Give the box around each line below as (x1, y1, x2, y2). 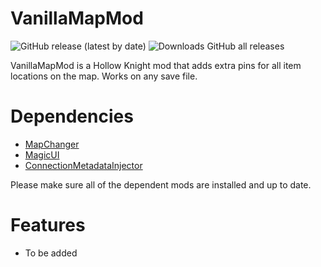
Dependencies (10, 105, 134, 128)
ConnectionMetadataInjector (24, 159, 143, 171)
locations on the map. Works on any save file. (10, 70, 198, 82)
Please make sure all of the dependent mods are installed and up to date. (10, 178, 312, 191)
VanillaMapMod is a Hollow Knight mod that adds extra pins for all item (10, 59, 302, 71)
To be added (24, 247, 78, 259)
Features (10, 214, 86, 237)
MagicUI (24, 148, 60, 161)
